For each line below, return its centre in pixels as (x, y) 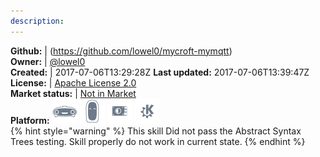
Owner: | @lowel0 (48, 61)
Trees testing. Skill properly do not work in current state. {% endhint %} (158, 141)
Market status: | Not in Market (73, 93)
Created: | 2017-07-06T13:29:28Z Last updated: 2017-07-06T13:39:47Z (160, 72)
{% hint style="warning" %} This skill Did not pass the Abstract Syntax (156, 131)
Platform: (30, 120)
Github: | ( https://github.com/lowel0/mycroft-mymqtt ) (121, 51)
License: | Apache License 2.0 (73, 82)
